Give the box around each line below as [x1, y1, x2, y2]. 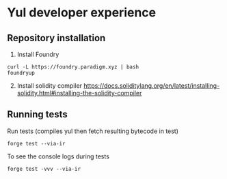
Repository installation [7, 32, 106, 44]
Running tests [7, 108, 68, 121]
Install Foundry [16, 50, 59, 58]
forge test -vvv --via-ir [7, 165, 81, 172]
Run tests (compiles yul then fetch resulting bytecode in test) [7, 127, 179, 135]
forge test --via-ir [7, 140, 66, 147]
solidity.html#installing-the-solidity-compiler [16, 89, 142, 97]
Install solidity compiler [16, 82, 83, 90]
